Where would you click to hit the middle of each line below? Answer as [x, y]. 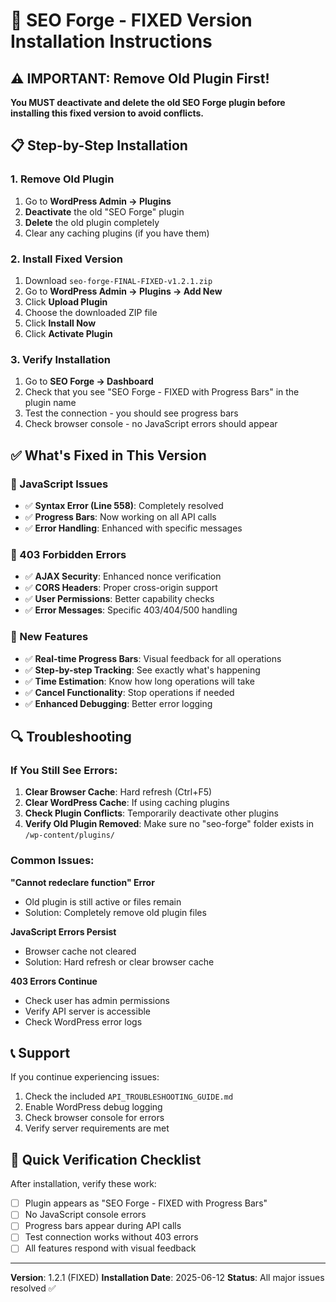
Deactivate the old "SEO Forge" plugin [104, 211]
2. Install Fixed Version [66, 259]
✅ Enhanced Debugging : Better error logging [118, 703]
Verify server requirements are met [97, 1128]
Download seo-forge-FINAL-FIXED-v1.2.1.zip [118, 280]
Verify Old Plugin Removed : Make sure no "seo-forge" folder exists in [169, 824]
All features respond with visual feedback [110, 1248]
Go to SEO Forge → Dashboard [89, 381]
